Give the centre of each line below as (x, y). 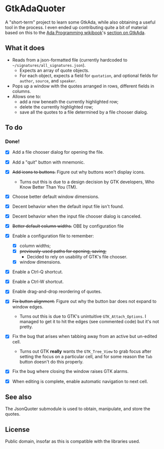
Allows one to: (27, 96)
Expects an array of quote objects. (54, 70)
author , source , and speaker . (48, 81)
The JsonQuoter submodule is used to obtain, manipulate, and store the (78, 409)
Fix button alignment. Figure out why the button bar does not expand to (84, 301)
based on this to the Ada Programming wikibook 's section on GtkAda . (75, 32)
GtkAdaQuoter (35, 9)
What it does (25, 48)
